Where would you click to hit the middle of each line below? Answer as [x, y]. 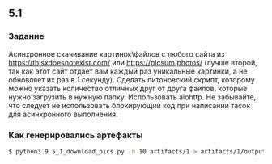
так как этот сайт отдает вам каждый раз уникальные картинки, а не [128, 71]
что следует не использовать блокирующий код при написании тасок [130, 105]
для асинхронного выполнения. [63, 114]
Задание [26, 36]
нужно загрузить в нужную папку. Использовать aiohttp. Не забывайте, [132, 97]
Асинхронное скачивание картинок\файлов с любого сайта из [117, 54]
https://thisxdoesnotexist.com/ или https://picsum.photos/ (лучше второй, [133, 62]
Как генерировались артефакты [76, 135]
